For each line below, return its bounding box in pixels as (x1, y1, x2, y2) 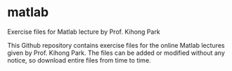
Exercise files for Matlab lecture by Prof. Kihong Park (7, 27, 160, 36)
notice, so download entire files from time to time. (7, 56, 151, 64)
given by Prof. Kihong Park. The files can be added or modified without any (7, 49, 225, 57)
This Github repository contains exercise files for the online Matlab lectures (7, 41, 225, 49)
